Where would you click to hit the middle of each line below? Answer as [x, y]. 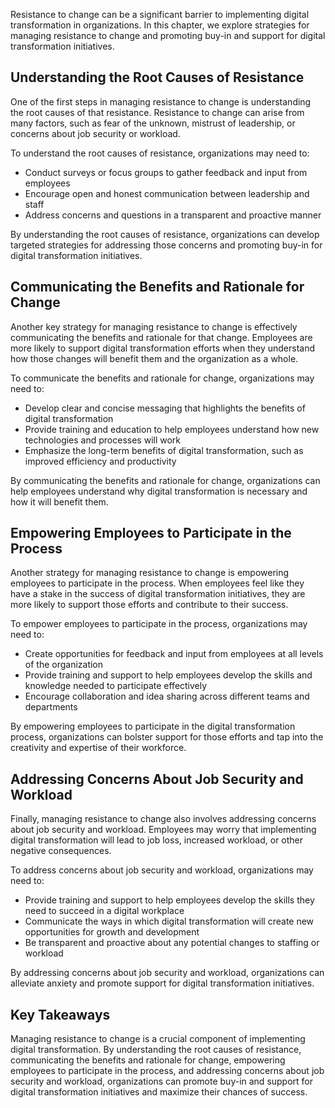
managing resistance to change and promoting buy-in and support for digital [168, 35]
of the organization [64, 665]
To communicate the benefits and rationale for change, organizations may [162, 378]
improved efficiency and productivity [100, 461]
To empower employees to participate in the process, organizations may [159, 624]
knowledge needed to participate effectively [116, 686]
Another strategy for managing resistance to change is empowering [150, 573]
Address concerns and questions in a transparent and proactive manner [173, 215]
